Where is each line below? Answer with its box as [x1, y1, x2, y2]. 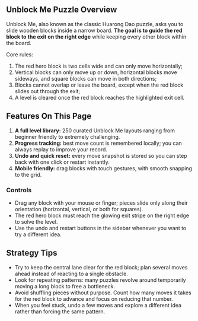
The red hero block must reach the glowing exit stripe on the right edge [14, 212, 190, 219]
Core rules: [6, 50, 34, 58]
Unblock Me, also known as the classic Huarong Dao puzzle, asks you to [6, 20, 184, 27]
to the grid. [14, 171, 42, 178]
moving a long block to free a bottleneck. [14, 282, 116, 290]
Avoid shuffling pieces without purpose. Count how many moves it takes [14, 289, 191, 296]
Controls [6, 186, 32, 194]
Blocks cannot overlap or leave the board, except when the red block [14, 81, 184, 88]
